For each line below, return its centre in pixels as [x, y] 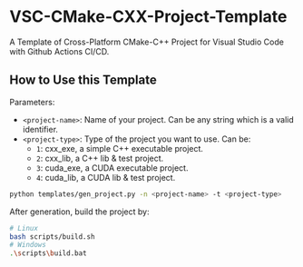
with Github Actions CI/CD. [59, 51]
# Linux [24, 228]
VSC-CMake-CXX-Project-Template [148, 17]
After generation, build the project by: [79, 212]
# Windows [28, 245]
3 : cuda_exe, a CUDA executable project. [112, 168]
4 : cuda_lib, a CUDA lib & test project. [106, 177]
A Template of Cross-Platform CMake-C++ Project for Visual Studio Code [147, 42]
